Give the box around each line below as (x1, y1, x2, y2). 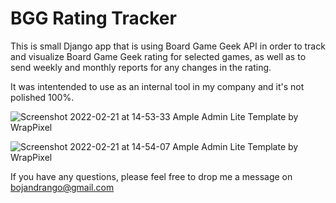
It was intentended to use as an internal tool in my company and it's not (10, 80, 305, 92)
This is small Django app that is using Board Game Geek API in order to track (10, 40, 326, 52)
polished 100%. (10, 91, 75, 103)
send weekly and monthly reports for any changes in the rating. (10, 61, 272, 73)
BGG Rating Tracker (10, 7, 177, 30)
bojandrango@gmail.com (10, 181, 115, 193)
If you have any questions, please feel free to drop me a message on (10, 170, 293, 182)
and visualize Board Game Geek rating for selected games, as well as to (10, 50, 307, 62)
